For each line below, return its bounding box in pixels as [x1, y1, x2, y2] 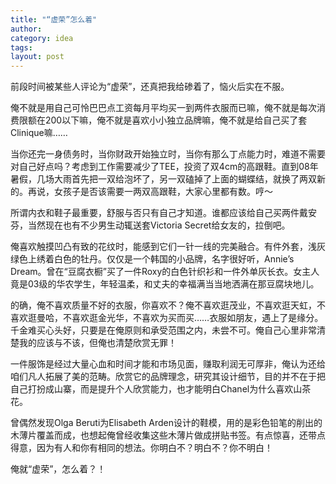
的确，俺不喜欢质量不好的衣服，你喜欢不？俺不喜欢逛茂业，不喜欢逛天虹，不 [10, 299, 326, 311]
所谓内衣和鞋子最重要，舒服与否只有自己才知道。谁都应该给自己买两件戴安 [10, 207, 317, 219]
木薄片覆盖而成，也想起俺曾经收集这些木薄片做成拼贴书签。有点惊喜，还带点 [10, 429, 326, 441]
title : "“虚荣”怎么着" [10, 14, 98, 25]
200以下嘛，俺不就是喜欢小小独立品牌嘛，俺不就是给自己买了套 [44, 114, 308, 126]
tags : [10, 42, 33, 53]
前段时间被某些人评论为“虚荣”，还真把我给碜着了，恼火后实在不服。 [10, 81, 290, 93]
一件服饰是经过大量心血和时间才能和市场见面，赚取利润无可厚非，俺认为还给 [10, 358, 326, 370]
